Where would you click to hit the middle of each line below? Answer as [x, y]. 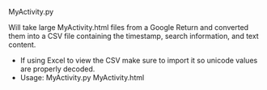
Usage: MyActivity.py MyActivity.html [82, 77]
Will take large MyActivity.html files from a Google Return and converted [129, 27]
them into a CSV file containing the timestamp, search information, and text [133, 36]
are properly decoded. [57, 69]
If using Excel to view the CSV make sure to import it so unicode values [139, 60]
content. [22, 45]
